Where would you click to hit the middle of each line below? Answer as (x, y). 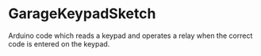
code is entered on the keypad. (59, 43)
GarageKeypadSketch (82, 14)
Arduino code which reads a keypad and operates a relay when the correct (130, 35)
